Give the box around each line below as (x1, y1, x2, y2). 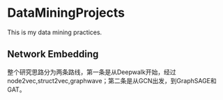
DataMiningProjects (7, 5, 125, 21)
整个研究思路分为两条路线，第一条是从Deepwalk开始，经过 (7, 68, 176, 76)
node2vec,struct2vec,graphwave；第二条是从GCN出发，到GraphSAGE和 (7, 76, 217, 85)
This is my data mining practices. (7, 28, 102, 36)
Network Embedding (7, 48, 99, 60)
